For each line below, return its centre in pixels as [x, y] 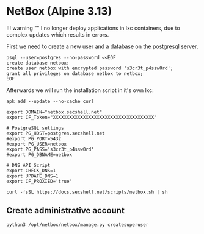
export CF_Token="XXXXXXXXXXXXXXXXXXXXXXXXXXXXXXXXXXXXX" [82, 117]
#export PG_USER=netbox [37, 144]
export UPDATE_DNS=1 [33, 176]
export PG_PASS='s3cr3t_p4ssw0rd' [50, 149]
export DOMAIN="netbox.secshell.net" [54, 112]
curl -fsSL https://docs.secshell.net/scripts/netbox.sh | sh [87, 192]
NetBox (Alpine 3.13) [59, 11]
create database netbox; [38, 63]
